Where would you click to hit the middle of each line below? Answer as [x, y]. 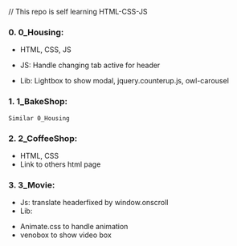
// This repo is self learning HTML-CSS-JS [78, 12]
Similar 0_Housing [39, 118]
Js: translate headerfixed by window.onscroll [94, 203]
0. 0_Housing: [36, 32]
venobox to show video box [66, 235]
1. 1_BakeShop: [38, 102]
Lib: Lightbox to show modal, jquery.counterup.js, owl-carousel [124, 81]
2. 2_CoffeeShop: [43, 138]
